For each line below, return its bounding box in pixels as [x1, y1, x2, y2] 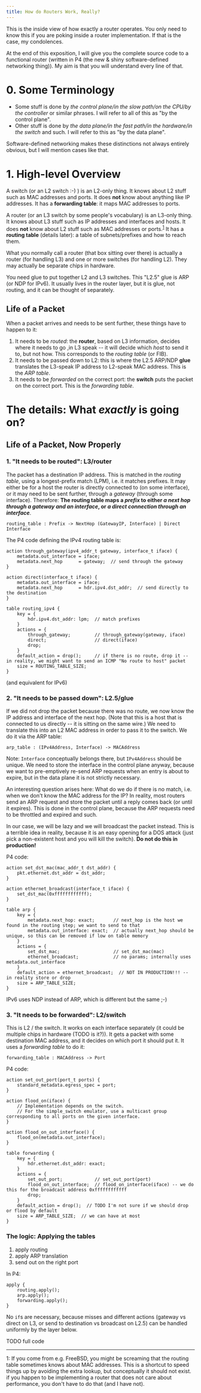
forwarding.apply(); [17, 1297, 68, 1303]
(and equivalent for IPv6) [6, 679, 68, 686]
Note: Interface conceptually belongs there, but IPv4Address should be [6, 755, 182, 762]
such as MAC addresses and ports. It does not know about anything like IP [6, 193, 190, 200]
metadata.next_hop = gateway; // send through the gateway [17, 558, 184, 564]
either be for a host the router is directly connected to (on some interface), [6, 483, 190, 491]
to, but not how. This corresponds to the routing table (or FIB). [14, 350, 168, 357]
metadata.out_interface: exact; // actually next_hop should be [28, 928, 194, 934]
